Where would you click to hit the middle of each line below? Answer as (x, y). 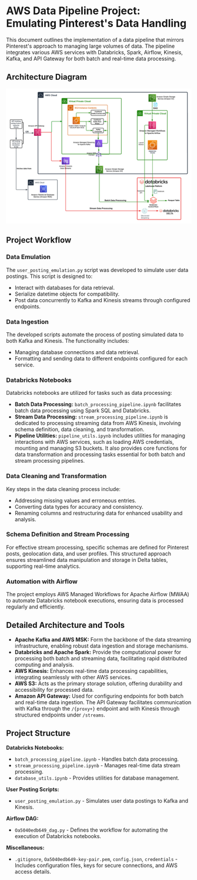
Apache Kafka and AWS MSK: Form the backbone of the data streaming (103, 639)
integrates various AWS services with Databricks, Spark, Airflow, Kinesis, (95, 52)
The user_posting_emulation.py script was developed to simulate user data (97, 270)
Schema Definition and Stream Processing (68, 534)
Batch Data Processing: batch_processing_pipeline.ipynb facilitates (98, 404)
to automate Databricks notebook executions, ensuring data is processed (95, 601)
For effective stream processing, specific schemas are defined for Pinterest (98, 547)
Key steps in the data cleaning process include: (63, 489)
